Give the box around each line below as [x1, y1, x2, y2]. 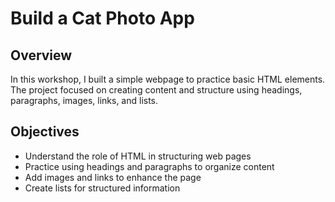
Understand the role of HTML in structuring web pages [24, 150, 252, 162]
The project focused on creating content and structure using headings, [10, 84, 303, 96]
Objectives [10, 123, 80, 141]
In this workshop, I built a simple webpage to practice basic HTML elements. [10, 73, 326, 85]
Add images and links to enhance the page [24, 171, 202, 183]
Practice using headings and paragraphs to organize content [24, 160, 275, 172]
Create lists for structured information [24, 182, 181, 194]
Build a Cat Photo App [10, 7, 195, 30]
